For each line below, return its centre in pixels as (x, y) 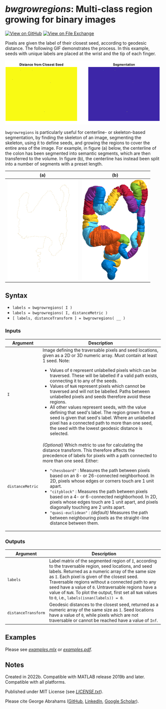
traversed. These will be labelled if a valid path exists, (104, 376)
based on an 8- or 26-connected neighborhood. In (102, 475)
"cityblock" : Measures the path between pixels (99, 491)
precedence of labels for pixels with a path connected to (100, 455)
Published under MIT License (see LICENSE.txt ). (54, 692)
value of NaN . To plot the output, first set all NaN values (103, 592)
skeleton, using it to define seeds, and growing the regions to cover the (78, 143)
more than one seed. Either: (71, 461)
